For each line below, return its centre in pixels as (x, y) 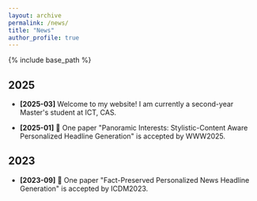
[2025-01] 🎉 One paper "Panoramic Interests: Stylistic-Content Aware (134, 128)
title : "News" (32, 30)
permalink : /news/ (38, 23)
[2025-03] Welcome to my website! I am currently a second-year (127, 104)
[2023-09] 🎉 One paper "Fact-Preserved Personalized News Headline (134, 180)
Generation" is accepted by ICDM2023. (84, 188)
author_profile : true (44, 38)
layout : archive (35, 15)
